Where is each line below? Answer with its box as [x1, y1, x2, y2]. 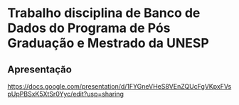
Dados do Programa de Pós [7, 20, 171, 36]
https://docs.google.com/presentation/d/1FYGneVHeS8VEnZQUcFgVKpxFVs [7, 82, 232, 90]
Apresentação [7, 63, 73, 75]
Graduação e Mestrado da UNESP [7, 35, 210, 51]
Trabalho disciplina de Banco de [7, 5, 201, 21]
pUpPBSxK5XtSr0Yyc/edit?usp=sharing [7, 90, 124, 98]
